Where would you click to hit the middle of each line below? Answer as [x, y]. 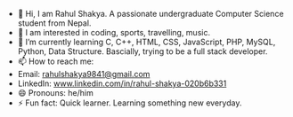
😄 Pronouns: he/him [55, 93]
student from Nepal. [54, 23]
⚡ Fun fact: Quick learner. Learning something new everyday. [130, 103]
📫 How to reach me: [56, 61]
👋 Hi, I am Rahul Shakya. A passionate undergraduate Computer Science [151, 14]
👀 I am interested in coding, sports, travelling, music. [114, 32]
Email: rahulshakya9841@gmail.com [84, 74]
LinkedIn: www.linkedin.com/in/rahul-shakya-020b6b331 [122, 83]
